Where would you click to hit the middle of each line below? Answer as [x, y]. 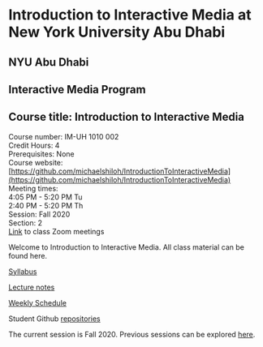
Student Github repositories [54, 319]
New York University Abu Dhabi [117, 32]
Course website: [36, 162]
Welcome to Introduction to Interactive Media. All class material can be [127, 247]
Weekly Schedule [38, 302]
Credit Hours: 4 [34, 145]
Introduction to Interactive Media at [130, 15]
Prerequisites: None [41, 154]
